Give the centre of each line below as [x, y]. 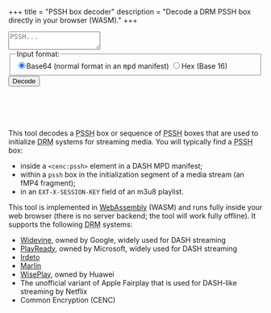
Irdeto [30, 257]
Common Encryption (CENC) [68, 300]
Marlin [31, 265]
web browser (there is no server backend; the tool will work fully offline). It [132, 215]
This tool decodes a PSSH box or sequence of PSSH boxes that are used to [133, 133]
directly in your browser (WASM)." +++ [73, 20]
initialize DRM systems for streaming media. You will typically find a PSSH [131, 141]
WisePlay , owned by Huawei [67, 274]
